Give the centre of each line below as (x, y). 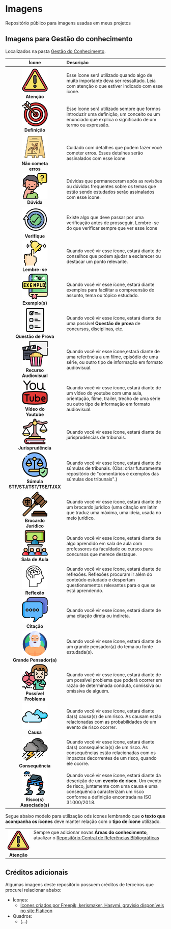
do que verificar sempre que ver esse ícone (112, 228)
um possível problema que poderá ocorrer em (114, 680)
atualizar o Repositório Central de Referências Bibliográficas (96, 838)
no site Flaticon (36, 911)
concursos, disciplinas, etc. (95, 329)
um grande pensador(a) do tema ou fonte (110, 647)
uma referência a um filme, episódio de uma (112, 357)
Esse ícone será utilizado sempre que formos (114, 109)
